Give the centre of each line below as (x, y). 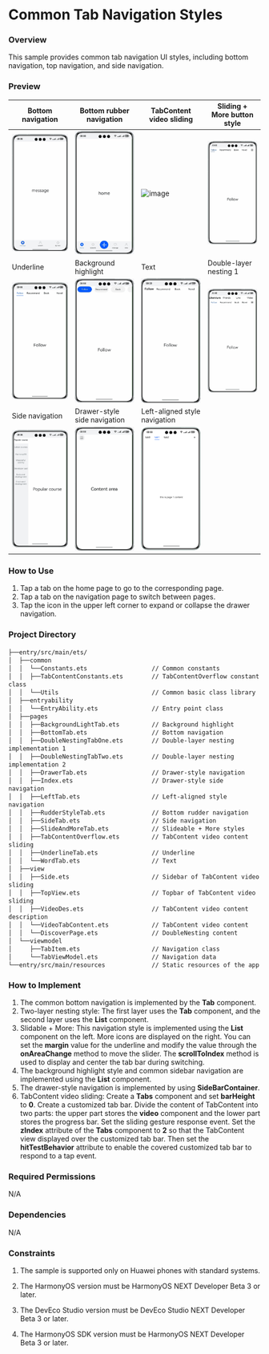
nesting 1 (223, 271)
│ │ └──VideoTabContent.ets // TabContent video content (128, 925)
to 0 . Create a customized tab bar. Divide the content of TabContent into (139, 1105)
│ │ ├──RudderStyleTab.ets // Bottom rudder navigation (128, 812)
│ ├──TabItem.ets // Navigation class (114, 949)
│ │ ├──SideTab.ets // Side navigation (112, 820)
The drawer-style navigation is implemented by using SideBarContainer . (140, 1088)
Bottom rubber (104, 111)
